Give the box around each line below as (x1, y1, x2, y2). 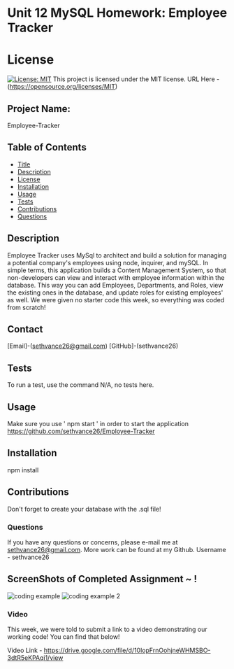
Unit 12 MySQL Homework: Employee (7, 5, 228, 21)
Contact (7, 323, 43, 335)
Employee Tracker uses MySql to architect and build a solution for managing (7, 251, 227, 260)
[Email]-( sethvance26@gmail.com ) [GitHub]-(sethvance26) (7, 341, 179, 351)
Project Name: (7, 103, 71, 115)
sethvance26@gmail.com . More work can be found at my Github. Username (7, 545, 226, 554)
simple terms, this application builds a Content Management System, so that (7, 266, 227, 274)
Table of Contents (7, 141, 87, 153)
